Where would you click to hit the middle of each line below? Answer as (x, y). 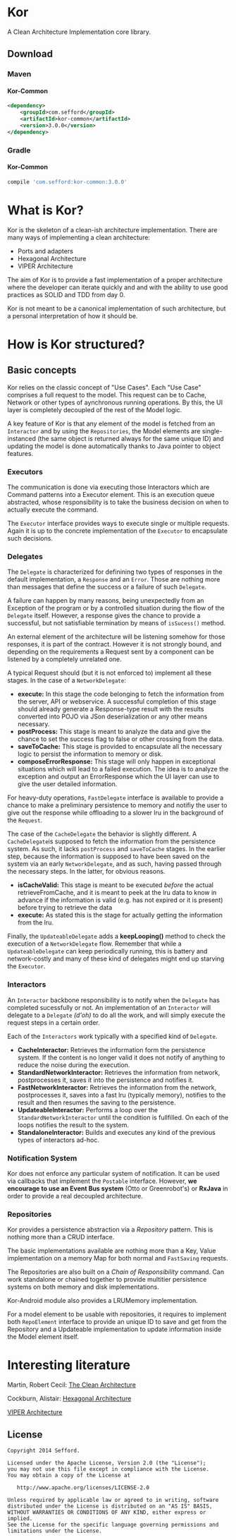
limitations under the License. (55, 1531)
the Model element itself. (43, 1337)
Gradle (19, 150)
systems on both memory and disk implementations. (83, 1287)
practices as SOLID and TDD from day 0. (66, 294)
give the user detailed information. (67, 784)
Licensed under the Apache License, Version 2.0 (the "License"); (107, 1463)
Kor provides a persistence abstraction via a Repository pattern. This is (110, 1229)
